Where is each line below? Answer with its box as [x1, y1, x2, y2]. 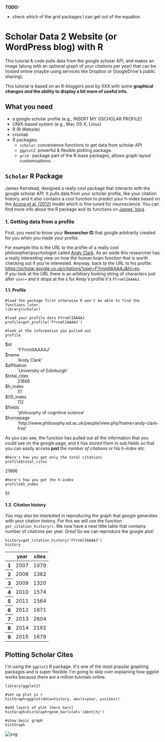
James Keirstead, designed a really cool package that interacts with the [5, 185, 150, 191]
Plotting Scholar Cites [5, 650, 73, 659]
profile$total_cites [5, 459, 48, 465]
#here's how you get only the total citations [5, 455, 102, 460]
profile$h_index [5, 482, 38, 487]
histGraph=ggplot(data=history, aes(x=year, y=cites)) [5, 697, 120, 702]
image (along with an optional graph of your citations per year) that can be [5, 63, 156, 69]
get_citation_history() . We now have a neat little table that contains [5, 523, 146, 529]
